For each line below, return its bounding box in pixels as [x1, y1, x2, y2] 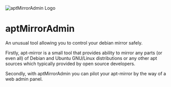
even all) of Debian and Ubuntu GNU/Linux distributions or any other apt [5, 55, 157, 61]
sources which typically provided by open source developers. [5, 60, 136, 67]
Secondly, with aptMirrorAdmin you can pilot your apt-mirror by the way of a [5, 70, 166, 76]
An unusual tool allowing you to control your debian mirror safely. [5, 39, 143, 46]
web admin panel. [5, 76, 43, 82]
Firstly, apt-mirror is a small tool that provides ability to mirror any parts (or [5, 50, 163, 56]
